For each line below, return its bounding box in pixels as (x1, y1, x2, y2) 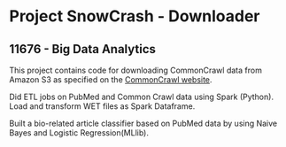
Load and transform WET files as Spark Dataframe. (9, 101, 196, 112)
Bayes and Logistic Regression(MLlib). (9, 128, 149, 138)
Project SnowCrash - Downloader (9, 6, 260, 27)
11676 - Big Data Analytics (9, 42, 157, 57)
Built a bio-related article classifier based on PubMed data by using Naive (9, 118, 278, 128)
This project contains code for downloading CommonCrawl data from (9, 65, 263, 75)
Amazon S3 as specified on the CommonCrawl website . (9, 74, 213, 85)
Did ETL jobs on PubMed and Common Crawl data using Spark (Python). (9, 91, 274, 102)
